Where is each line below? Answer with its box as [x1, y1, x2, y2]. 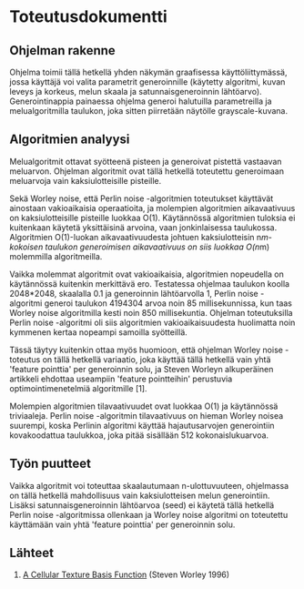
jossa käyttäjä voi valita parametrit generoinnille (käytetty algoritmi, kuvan [9, 76, 286, 87]
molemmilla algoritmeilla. [9, 250, 103, 261]
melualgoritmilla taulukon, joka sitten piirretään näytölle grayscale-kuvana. [9, 106, 289, 116]
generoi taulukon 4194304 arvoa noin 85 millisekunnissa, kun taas [44, 298, 293, 309]
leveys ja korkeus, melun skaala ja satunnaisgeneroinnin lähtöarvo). [9, 86, 262, 96]
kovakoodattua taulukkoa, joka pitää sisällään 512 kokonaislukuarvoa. [9, 430, 269, 441]
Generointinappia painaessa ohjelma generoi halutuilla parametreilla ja [9, 96, 272, 107]
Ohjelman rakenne [9, 43, 116, 58]
